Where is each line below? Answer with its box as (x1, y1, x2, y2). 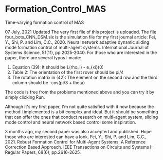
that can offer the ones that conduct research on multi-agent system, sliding (5, 114, 158, 120)
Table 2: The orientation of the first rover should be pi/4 (12, 69, 124, 75)
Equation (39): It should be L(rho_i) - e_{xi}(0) (12, 64, 104, 70)
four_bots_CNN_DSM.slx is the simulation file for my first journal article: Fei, (5, 34, 157, 40)
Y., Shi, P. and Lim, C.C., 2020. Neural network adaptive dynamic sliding (5, 39, 149, 45)
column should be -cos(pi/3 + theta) (12, 79, 85, 86)
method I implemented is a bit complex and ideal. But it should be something (5, 108, 158, 115)
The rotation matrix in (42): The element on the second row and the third (12, 74, 158, 80)
